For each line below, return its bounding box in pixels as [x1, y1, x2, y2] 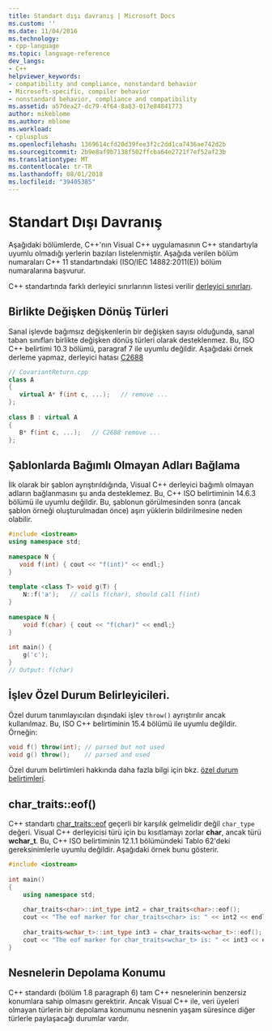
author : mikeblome [8, 110, 70, 119]
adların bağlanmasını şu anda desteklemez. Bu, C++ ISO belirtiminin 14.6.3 [8, 489, 257, 498]
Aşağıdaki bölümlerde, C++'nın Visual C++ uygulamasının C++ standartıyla [8, 239, 258, 249]
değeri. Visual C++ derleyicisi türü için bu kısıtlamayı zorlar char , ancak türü [8, 827, 261, 837]
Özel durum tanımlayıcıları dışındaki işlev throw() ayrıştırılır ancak [8, 710, 227, 719]
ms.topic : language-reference [8, 50, 111, 58]
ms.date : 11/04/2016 [8, 27, 79, 35]
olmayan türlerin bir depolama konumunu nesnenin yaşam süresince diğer [8, 1004, 256, 1015]
